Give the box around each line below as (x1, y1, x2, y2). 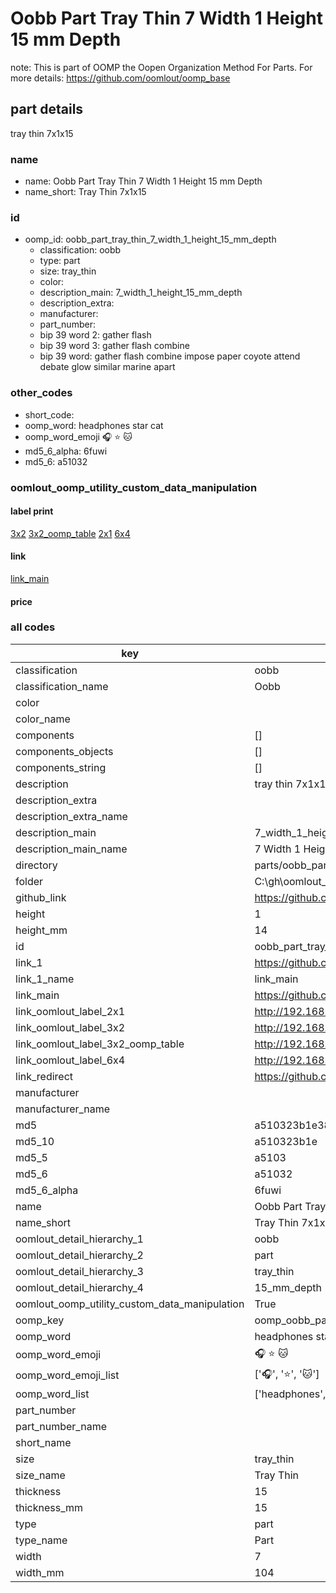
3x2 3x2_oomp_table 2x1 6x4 (10, 527, 131, 539)
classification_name (15, 679, 109, 693)
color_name (15, 712, 71, 726)
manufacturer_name (15, 1102, 111, 1116)
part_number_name (15, 1419, 107, 1433)
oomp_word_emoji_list (15, 1368, 120, 1382)
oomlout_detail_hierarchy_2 (15, 1248, 144, 1262)
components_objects (15, 744, 114, 758)
